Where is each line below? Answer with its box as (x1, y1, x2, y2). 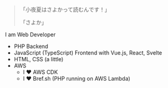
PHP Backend (13, 42, 49, 50)
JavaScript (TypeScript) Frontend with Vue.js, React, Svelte (13, 49, 163, 56)
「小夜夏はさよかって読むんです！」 (19, 6, 110, 13)
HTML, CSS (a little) (13, 56, 64, 63)
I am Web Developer (5, 31, 56, 38)
